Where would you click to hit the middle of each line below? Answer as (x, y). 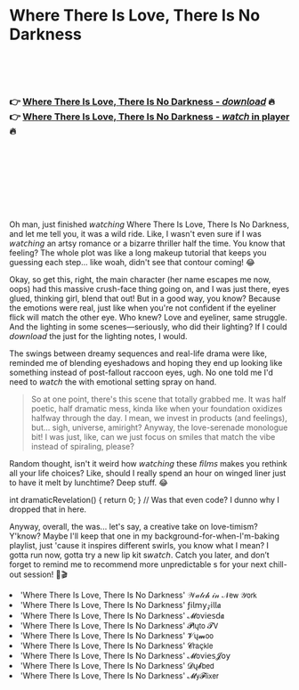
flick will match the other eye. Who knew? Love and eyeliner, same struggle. (148, 318)
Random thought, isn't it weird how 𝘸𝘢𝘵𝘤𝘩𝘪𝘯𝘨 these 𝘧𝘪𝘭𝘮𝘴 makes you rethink (148, 464)
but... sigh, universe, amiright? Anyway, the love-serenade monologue (159, 427)
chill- (278, 564)
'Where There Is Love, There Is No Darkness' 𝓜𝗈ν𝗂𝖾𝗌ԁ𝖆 (123, 616)
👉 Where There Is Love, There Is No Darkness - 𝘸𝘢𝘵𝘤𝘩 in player (149, 117)
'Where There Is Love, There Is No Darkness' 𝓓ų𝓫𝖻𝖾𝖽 (117, 666)
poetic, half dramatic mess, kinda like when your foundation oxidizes (157, 409)
